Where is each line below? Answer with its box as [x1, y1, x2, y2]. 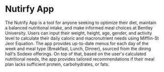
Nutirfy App [5, 3, 54, 15]
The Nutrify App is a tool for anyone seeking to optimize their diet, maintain [5, 20, 157, 25]
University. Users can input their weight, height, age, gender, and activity [5, 30, 152, 36]
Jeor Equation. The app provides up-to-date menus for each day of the [5, 40, 149, 46]
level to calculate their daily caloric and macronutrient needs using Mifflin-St [5, 35, 159, 41]
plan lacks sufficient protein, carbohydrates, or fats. [5, 61, 109, 67]
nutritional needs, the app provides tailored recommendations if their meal [5, 56, 155, 62]
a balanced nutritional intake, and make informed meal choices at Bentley [5, 24, 153, 30]
